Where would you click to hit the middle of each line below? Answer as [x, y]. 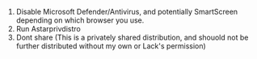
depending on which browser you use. [80, 20]
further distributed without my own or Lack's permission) [111, 46]
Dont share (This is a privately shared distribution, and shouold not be [132, 37]
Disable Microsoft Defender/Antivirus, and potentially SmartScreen [127, 12]
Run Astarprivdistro [48, 29]
